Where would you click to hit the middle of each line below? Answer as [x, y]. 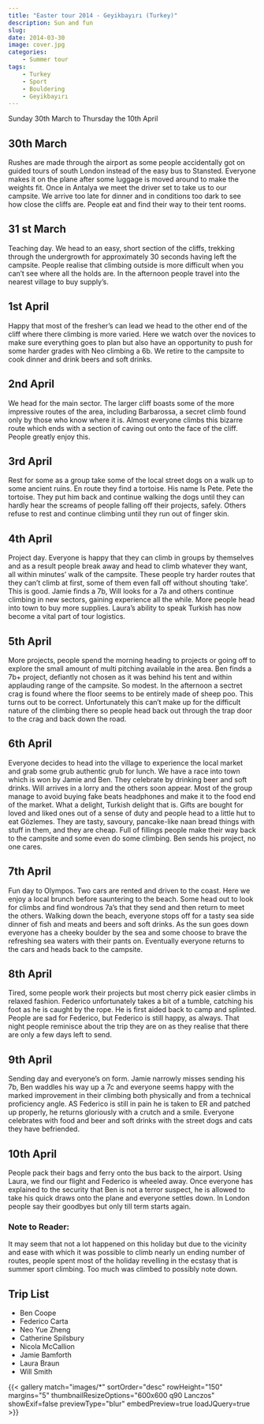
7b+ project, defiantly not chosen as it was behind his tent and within [120, 676]
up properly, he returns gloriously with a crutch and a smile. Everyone [121, 1112]
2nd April [32, 384]
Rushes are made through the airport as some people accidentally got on [127, 163]
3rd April [30, 461]
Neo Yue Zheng [45, 1330]
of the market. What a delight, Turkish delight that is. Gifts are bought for [126, 804]
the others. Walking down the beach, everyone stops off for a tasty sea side [131, 916]
